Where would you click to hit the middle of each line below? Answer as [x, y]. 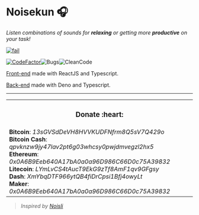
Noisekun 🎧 [37, 12]
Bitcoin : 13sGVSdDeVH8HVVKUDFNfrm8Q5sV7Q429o [87, 132]
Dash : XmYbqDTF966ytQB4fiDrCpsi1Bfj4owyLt [76, 176]
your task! [18, 39]
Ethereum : [24, 154]
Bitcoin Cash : [28, 139]
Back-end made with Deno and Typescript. [58, 85]
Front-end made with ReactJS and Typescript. [62, 73]
